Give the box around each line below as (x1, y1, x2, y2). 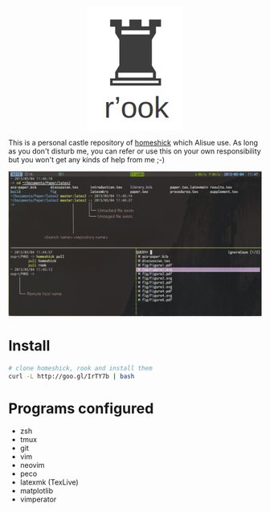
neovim (19, 461, 45, 470)
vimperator (19, 494, 57, 504)
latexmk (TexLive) (19, 477, 79, 487)
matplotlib (19, 486, 54, 496)
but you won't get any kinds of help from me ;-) (8, 155, 166, 164)
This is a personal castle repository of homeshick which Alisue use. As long (8, 138, 259, 147)
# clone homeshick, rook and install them (8, 364, 153, 372)
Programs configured (8, 399, 154, 418)
